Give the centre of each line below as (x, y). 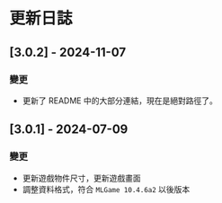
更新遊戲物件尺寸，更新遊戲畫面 (81, 178)
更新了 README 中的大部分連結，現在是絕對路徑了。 (120, 101)
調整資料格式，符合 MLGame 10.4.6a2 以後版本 (106, 189)
